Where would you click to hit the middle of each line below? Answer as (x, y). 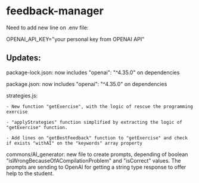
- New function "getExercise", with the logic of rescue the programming (100, 106)
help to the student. (30, 173)
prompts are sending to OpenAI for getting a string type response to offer (96, 167)
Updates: (24, 58)
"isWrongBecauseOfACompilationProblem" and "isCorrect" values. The (94, 160)
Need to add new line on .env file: (47, 28)
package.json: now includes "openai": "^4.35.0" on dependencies (87, 84)
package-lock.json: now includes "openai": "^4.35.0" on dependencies (93, 72)
